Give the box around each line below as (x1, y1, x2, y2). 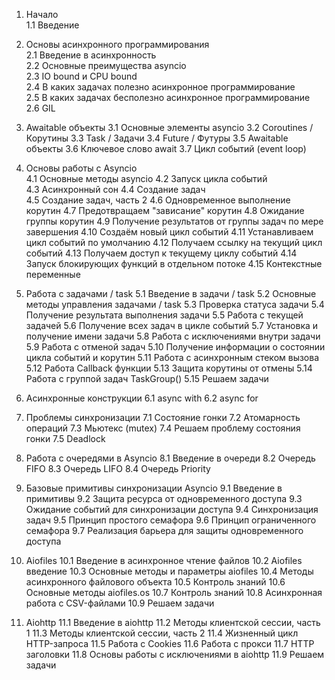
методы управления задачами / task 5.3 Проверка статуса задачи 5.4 (25, 299, 325, 310)
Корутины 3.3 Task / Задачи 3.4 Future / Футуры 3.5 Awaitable (25, 132, 289, 144)
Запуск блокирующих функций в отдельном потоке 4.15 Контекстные (25, 258, 323, 269)
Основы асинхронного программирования (25, 39, 210, 50)
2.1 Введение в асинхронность (25, 49, 157, 61)
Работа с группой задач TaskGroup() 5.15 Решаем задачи (25, 373, 269, 384)
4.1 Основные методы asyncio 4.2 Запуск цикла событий (25, 173, 268, 184)
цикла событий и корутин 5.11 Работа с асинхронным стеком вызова (25, 352, 320, 363)
